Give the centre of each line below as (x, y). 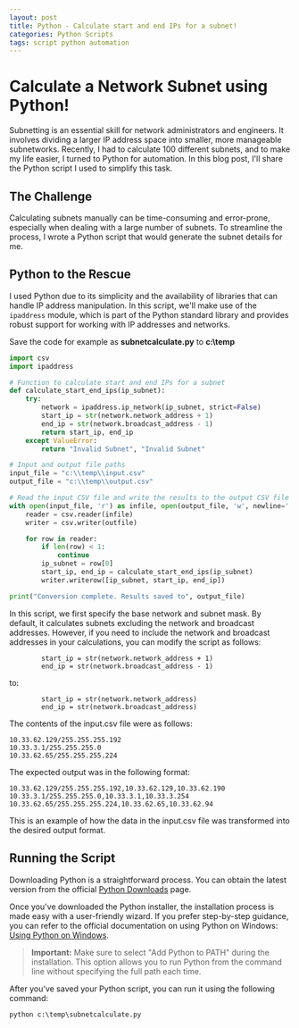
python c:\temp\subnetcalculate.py (75, 1015)
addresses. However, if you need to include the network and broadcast (140, 632)
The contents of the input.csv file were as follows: (101, 723)
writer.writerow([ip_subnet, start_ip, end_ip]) (133, 580)
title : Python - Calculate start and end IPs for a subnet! (124, 26)
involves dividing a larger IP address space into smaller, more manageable (145, 140)
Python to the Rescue (70, 275)
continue (73, 556)
